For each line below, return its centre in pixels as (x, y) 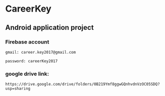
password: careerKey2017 (31, 61)
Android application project (49, 28)
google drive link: (27, 74)
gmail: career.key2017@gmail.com (41, 52)
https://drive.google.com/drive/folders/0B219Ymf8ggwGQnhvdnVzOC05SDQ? (82, 84)
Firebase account (27, 42)
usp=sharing (18, 89)
